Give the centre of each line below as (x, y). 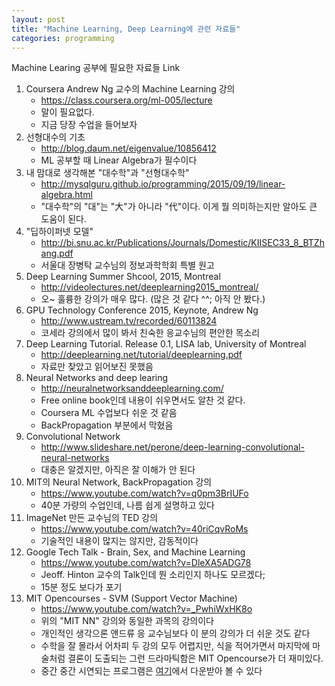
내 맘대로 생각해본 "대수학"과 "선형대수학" (107, 173)
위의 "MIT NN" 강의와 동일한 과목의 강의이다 (127, 621)
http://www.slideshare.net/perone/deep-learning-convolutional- (172, 447)
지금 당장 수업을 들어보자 (89, 125)
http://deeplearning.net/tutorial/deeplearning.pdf (141, 355)
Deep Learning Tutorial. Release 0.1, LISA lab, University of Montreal (166, 344)
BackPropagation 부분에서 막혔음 (107, 425)
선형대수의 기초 (55, 137)
